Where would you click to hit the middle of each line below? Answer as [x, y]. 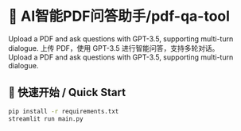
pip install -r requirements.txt [64, 111]
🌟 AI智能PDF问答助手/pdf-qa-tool [119, 16]
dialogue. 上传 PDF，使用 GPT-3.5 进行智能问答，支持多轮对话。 [114, 48]
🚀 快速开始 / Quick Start [67, 92]
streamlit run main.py [46, 119]
